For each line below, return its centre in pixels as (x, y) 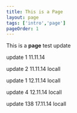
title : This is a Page (35, 12)
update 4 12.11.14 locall (34, 92)
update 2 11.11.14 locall (33, 69)
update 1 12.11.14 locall (33, 81)
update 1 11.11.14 (26, 57)
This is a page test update (38, 46)
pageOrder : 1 (23, 29)
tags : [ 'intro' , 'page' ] (36, 23)
